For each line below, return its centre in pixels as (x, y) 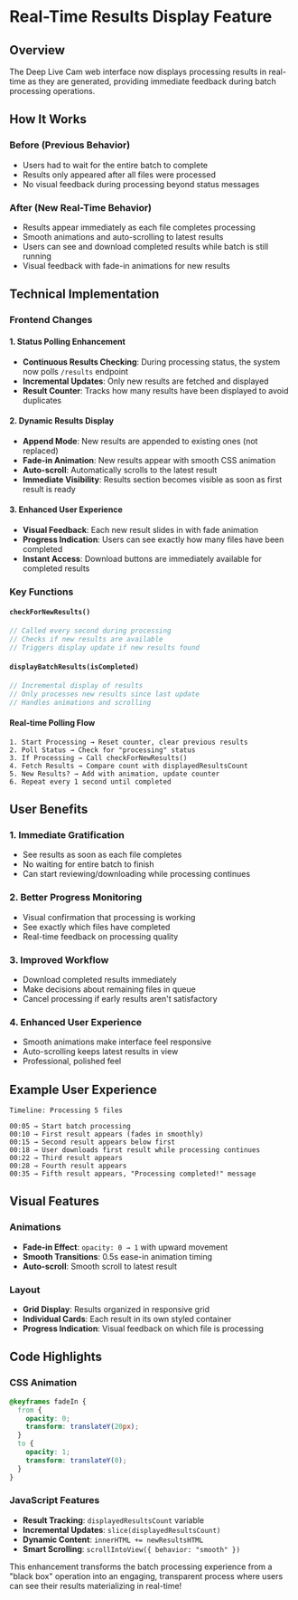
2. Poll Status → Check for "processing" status (102, 750)
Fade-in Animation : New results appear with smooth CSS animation (149, 460)
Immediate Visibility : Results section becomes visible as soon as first (152, 479)
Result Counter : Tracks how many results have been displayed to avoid (155, 390)
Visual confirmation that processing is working (109, 917)
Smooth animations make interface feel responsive (117, 1042)
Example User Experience (84, 1089)
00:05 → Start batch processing (70, 1127)
